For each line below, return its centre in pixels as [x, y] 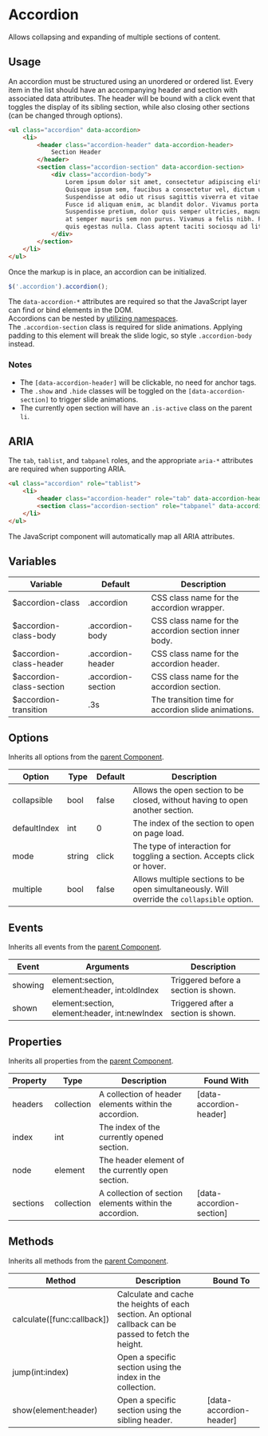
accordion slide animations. [203, 710]
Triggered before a [205, 980]
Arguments [108, 967]
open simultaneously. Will [181, 890]
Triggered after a [202, 1003]
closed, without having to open [191, 800]
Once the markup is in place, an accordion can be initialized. [108, 272]
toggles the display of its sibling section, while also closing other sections [129, 106]
